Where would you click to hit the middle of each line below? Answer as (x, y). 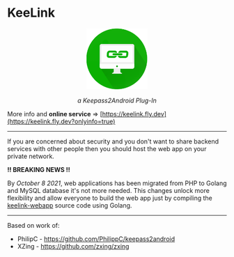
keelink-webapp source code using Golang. (70, 205)
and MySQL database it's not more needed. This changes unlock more (109, 190)
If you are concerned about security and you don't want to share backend (113, 141)
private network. (31, 156)
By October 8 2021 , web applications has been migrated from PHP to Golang (117, 183)
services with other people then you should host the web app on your (107, 148)
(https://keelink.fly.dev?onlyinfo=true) (61, 121)
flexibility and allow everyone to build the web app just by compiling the (110, 198)
